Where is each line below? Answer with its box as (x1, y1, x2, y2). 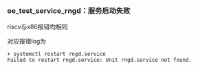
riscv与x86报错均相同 (7, 22, 68, 31)
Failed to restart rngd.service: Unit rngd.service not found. (7, 56, 192, 64)
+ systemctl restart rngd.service (7, 51, 107, 58)
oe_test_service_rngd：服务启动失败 (7, 5, 131, 15)
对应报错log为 (7, 37, 47, 46)
